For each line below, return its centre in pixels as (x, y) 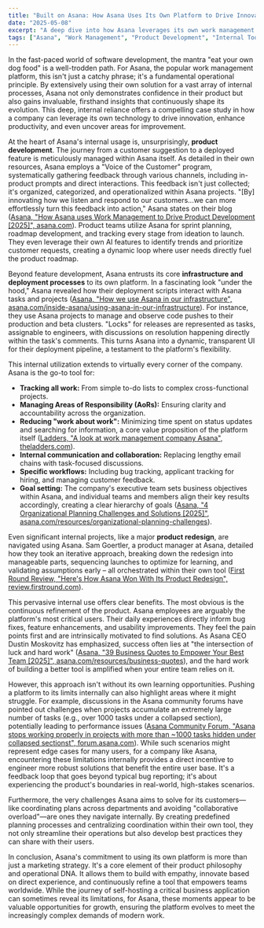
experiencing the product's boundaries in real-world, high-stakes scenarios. (132, 785)
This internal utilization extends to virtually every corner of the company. (126, 365)
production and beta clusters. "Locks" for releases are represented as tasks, (132, 324)
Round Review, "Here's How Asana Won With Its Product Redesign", (118, 579)
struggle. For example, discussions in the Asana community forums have (126, 702)
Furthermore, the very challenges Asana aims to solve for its (106, 800)
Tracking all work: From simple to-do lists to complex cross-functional (134, 388)
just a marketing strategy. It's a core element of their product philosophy (125, 865)
